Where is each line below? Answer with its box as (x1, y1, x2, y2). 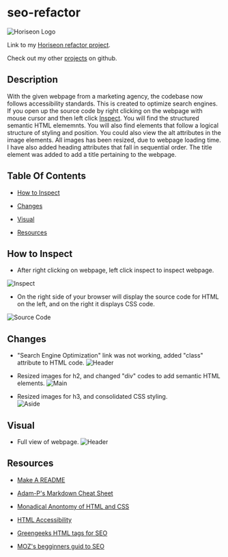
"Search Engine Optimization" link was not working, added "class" (16, 351, 203, 360)
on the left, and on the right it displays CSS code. (16, 300, 155, 308)
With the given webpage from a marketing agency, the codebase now (7, 92, 203, 100)
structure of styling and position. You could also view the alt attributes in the (7, 128, 222, 136)
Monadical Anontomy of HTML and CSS (16, 502, 130, 510)
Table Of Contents (7, 170, 87, 182)
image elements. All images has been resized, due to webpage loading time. (7, 136, 222, 144)
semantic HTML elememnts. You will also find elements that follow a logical (7, 121, 219, 129)
